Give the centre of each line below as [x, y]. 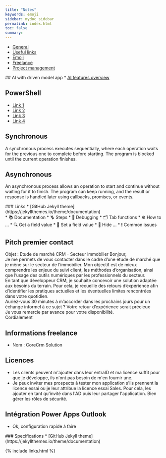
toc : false [16, 28]
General [20, 47]
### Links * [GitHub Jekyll [32, 207]
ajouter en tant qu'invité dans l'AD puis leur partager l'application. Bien [84, 393]
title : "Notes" [21, 10]
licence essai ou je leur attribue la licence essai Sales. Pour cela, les [82, 388]
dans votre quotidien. [27, 296]
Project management [34, 68]
